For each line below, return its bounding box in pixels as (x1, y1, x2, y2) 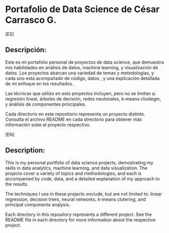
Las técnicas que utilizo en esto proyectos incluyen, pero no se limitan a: (5, 90, 156, 97)
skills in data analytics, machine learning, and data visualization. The (5, 165, 148, 171)
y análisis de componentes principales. (5, 101, 87, 107)
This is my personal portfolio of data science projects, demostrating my (5, 159, 154, 165)
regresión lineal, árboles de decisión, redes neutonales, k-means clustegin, (5, 96, 161, 102)
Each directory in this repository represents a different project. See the (5, 211, 152, 217)
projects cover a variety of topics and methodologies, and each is (5, 170, 142, 176)
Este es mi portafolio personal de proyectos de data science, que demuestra (5, 59, 164, 65)
